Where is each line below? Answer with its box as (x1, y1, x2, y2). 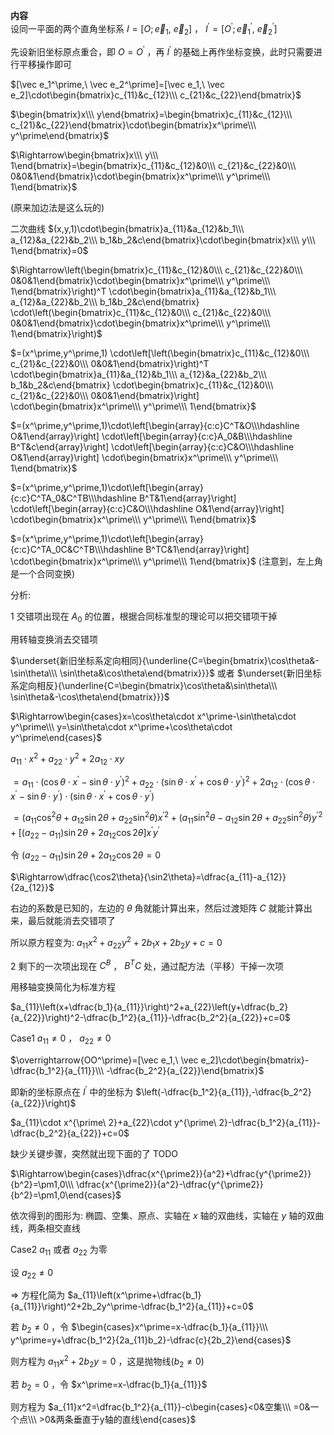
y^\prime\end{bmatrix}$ (10, 130, 110, 142)
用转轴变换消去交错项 (10, 633, 98, 645)
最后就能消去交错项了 (27, 915, 116, 927)
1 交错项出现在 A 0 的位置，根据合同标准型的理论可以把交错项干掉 (10, 610, 278, 624)
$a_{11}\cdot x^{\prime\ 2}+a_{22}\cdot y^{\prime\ (10, 1116, 217, 1128)
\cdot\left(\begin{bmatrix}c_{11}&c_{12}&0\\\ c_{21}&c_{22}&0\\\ (10, 307, 272, 319)
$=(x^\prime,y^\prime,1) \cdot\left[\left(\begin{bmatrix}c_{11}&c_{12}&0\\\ (10, 347, 310, 359)
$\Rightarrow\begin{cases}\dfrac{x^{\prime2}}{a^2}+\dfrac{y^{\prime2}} (10, 1167, 312, 1179)
